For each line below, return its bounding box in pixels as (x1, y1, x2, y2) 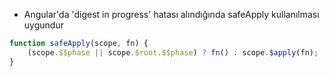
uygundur (23, 19, 64, 31)
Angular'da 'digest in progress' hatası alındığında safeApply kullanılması (23, 9, 320, 20)
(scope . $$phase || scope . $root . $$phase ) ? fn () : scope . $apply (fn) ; (27, 47, 319, 58)
